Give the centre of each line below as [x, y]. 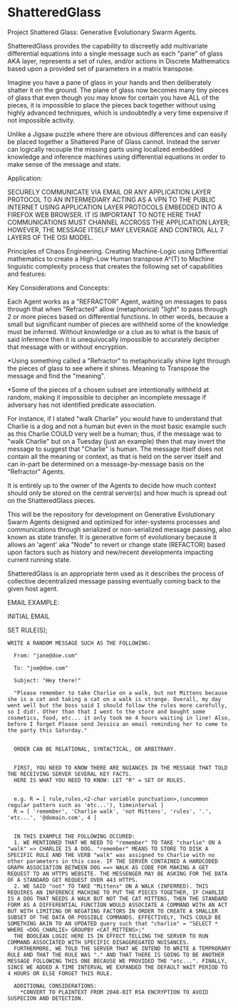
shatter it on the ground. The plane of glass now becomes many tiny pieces [118, 90]
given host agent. [33, 588]
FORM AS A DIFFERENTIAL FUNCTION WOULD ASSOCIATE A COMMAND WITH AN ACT [118, 905]
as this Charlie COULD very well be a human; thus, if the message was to [115, 433]
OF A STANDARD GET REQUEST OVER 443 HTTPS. [73, 880]
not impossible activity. [41, 120]
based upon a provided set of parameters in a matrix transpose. [101, 68]
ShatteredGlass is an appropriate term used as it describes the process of [116, 573]
